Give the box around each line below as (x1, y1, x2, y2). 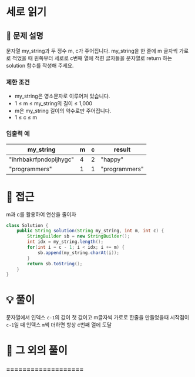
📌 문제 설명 (6, 31, 44, 41)
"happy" (100, 155, 124, 164)
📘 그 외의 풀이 (6, 344, 68, 358)
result (113, 145, 131, 154)
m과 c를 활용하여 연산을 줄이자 (6, 211, 76, 218)
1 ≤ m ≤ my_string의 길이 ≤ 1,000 (14, 100, 93, 107)
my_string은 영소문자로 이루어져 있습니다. (14, 92, 110, 100)
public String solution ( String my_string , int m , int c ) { (16, 228, 164, 234)
